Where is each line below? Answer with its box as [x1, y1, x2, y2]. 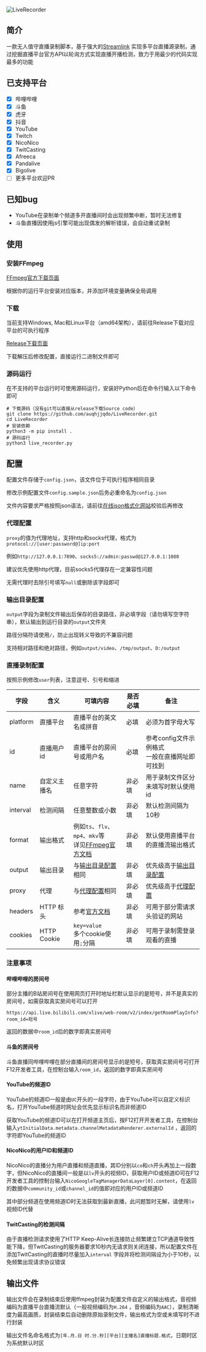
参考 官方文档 [73, 908, 110, 916]
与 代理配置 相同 [73, 887, 116, 895]
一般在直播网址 [145, 752, 189, 761]
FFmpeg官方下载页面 [6, 274, 59, 281]
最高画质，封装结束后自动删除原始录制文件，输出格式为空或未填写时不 [17, 1310, 194, 1318]
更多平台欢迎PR [15, 174, 55, 182]
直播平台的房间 [73, 743, 116, 752]
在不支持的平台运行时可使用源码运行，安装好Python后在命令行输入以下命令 [6, 385, 196, 392]
